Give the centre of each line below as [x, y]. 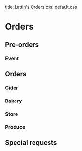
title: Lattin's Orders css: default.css [41, 7]
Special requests [31, 143]
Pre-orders [22, 44]
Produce [15, 127]
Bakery [14, 101]
